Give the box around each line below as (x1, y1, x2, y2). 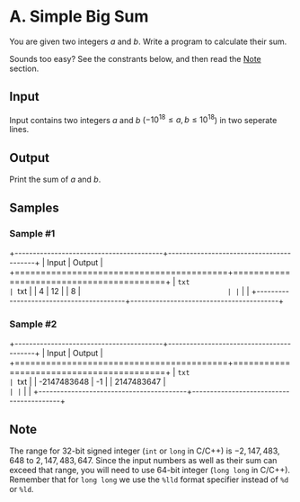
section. (9, 63, 40, 74)
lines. (9, 124, 30, 135)
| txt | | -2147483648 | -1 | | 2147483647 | (9, 376, 166, 388)
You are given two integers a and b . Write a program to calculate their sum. (9, 36, 287, 47)
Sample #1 (9, 227, 56, 239)
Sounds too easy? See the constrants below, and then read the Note (9, 53, 262, 64)
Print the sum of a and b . (9, 174, 101, 185)
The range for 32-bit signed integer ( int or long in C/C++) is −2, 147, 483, (9, 445, 280, 456)
